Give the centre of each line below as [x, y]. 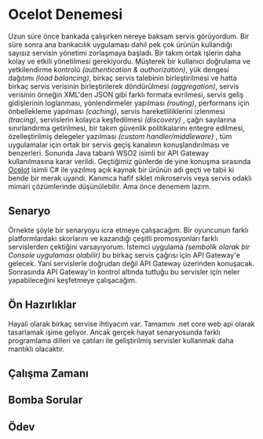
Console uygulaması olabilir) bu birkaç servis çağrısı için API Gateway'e [124, 255]
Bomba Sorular [46, 400]
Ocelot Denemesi [66, 15]
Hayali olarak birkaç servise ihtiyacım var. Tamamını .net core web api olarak [131, 324]
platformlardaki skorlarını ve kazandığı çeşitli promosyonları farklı [113, 238]
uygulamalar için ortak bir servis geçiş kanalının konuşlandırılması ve [119, 145]
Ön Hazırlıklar [42, 305]
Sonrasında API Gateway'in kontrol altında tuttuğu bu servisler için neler [124, 272]
